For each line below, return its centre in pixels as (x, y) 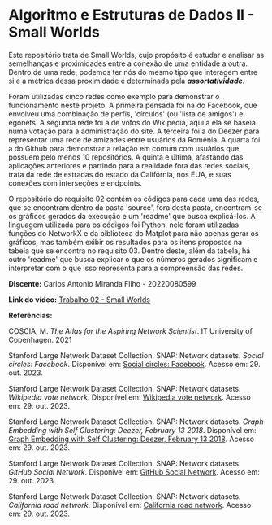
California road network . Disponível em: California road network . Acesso (130, 505)
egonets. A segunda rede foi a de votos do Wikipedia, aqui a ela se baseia (132, 122)
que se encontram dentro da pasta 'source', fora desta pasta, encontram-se (135, 207)
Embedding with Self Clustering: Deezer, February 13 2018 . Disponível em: (133, 430)
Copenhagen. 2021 (40, 339)
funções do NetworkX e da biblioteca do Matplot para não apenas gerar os (134, 233)
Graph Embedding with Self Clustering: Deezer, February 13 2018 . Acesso (132, 439)
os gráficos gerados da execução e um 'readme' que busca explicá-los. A (132, 216)
